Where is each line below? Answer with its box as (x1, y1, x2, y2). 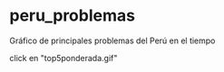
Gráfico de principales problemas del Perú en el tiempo (9, 35, 216, 46)
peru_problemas (9, 5, 136, 26)
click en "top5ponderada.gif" (9, 52, 118, 63)
